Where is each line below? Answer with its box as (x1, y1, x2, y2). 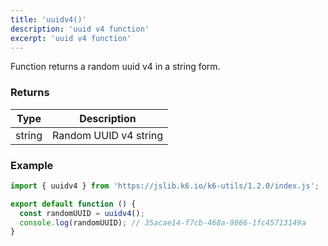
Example (10, 158, 54, 172)
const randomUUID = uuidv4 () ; (19, 208, 145, 218)
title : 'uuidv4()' (10, 14, 87, 25)
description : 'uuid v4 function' (10, 24, 150, 34)
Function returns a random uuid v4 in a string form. (10, 61, 221, 73)
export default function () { (10, 199, 137, 209)
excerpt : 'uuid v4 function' (10, 33, 132, 43)
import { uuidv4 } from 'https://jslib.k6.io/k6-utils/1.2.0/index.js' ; (10, 181, 320, 191)
